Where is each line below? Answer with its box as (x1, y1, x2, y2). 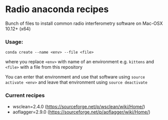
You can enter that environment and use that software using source (5, 74, 145, 80)
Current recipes (5, 92, 45, 99)
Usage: (5, 38, 24, 45)
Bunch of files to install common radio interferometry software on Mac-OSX (5, 20, 163, 26)
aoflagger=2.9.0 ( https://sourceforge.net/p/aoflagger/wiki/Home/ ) (12, 109, 151, 115)
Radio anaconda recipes (5, 4, 109, 15)
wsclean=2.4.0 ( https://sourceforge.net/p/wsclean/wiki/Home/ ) (12, 103, 145, 109)
